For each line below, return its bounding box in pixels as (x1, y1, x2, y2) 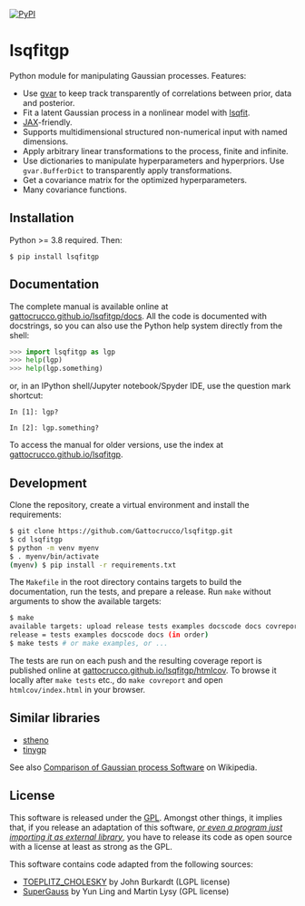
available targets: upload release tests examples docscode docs (9, 622, 261, 631)
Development (9, 475, 88, 491)
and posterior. (22, 97, 75, 108)
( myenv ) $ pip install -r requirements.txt (9, 560, 177, 570)
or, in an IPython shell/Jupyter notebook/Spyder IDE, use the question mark (9, 381, 291, 392)
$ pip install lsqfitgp (9, 252, 100, 261)
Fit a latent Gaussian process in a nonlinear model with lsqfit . (22, 107, 251, 118)
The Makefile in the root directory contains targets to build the (9, 577, 242, 588)
